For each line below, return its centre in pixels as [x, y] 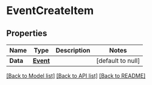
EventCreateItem [50, 11]
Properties [27, 33]
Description [73, 50]
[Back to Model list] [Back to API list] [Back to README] [76, 76]
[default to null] [118, 61]
